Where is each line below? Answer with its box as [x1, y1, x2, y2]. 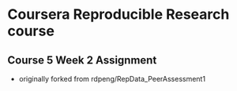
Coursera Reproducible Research [7, 5, 230, 24]
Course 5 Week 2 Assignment [7, 53, 157, 67]
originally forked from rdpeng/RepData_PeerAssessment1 [18, 75, 206, 83]
